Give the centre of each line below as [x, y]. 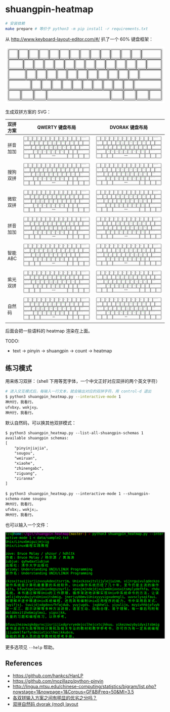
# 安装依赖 [15, 23]
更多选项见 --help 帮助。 [31, 647]
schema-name [18, 499]
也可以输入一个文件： [27, 525]
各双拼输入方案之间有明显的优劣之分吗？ [55, 698]
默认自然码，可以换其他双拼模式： [41, 423]
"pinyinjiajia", [32, 449]
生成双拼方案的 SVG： [28, 112]
